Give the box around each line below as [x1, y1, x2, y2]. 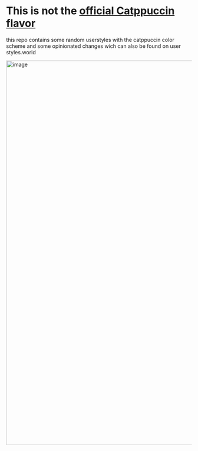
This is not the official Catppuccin [6, 4, 175, 18]
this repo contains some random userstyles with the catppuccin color [6, 36, 175, 43]
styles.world [6, 48, 37, 55]
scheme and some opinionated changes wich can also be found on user [6, 43, 181, 50]
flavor [6, 17, 36, 30]
